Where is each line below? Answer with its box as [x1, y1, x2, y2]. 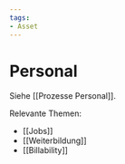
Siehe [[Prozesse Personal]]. [9, 91, 116, 101]
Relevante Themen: [9, 108, 82, 119]
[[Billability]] [22, 145, 68, 156]
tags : [9, 13, 30, 23]
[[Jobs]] [22, 126, 53, 137]
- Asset [9, 22, 39, 31]
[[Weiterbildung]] [22, 135, 88, 146]
